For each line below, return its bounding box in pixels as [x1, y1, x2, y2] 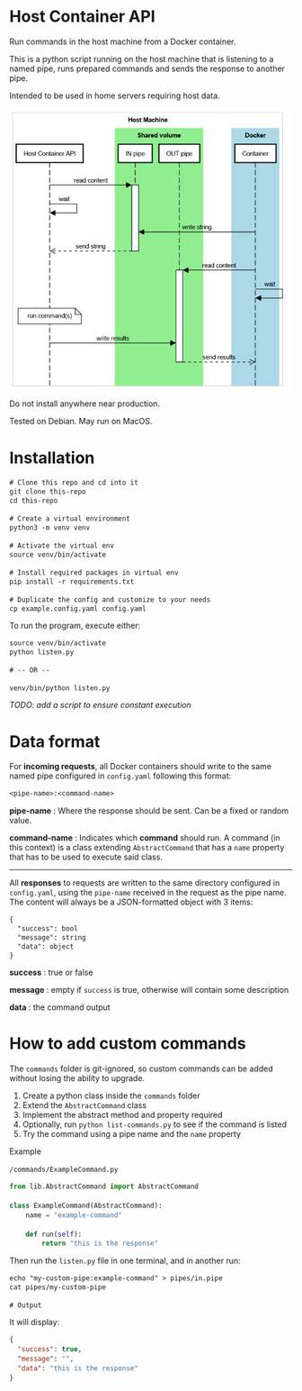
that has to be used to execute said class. [9, 851, 164, 862]
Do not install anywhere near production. [9, 398, 160, 409]
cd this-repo [9, 496, 58, 505]
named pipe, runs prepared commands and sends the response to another [9, 63, 286, 74]
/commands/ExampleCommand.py [9, 1165, 119, 1175]
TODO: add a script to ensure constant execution [9, 700, 191, 711]
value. [9, 815, 32, 826]
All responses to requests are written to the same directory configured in [9, 877, 280, 888]
